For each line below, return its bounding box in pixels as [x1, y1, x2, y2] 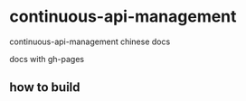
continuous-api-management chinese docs [9, 36, 171, 47]
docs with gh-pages [9, 53, 84, 64]
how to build [9, 79, 80, 96]
